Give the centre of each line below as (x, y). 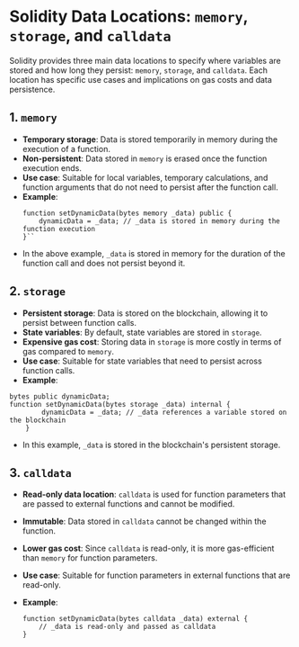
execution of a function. (66, 148)
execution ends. (52, 167)
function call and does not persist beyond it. (104, 263)
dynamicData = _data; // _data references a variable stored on (164, 412)
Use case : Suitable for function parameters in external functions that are (156, 575)
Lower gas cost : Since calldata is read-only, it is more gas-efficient (148, 548)
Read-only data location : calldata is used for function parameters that (154, 494)
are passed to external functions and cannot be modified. (128, 504)
